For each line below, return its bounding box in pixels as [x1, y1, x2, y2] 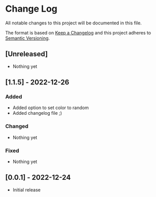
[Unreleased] [5, 50, 48, 58]
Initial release [12, 186, 41, 193]
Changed [5, 123, 29, 130]
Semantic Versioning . [5, 35, 50, 41]
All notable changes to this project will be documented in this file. [5, 20, 142, 26]
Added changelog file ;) [12, 110, 63, 116]
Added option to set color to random [12, 105, 89, 111]
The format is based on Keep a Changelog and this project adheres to [5, 29, 151, 36]
